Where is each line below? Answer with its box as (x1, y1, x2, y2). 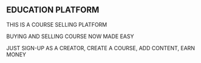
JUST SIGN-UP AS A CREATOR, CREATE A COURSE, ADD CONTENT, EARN (6, 44, 196, 51)
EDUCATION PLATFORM (6, 5, 100, 15)
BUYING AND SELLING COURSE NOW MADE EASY (6, 33, 134, 40)
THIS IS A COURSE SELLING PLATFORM (6, 21, 107, 28)
